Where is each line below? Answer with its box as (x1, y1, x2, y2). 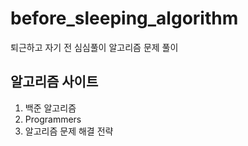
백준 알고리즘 (24, 102, 77, 114)
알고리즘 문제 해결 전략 (24, 125, 114, 137)
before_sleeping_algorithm (10, 7, 239, 30)
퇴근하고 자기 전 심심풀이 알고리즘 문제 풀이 (10, 41, 179, 53)
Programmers (24, 113, 82, 125)
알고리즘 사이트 (10, 73, 99, 91)
